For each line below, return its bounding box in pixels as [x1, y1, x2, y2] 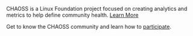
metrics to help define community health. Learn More [6, 11, 139, 19]
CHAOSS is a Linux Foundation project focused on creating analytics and [6, 5, 188, 12]
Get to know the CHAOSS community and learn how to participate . [6, 23, 172, 30]
